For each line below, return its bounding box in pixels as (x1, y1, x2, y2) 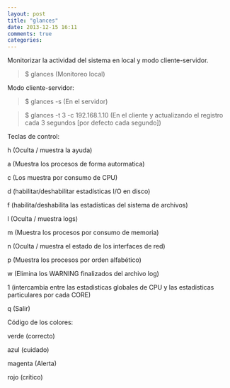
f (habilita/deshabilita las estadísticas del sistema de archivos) (7, 201, 189, 210)
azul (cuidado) (7, 346, 50, 354)
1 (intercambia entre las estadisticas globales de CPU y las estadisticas (7, 283, 214, 292)
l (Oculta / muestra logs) (7, 215, 79, 223)
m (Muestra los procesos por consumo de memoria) (7, 228, 159, 237)
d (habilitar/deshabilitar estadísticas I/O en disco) (7, 187, 151, 195)
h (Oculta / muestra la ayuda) (7, 146, 93, 154)
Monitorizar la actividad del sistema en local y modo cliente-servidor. (7, 56, 209, 64)
